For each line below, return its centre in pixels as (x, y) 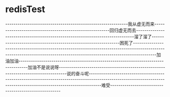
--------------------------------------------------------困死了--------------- (84, 43)
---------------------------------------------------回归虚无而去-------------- (85, 30)
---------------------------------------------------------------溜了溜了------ (85, 36)
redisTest (25, 9)
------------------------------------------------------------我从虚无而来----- (85, 24)
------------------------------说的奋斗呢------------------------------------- (85, 73)
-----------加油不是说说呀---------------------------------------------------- (85, 67)
